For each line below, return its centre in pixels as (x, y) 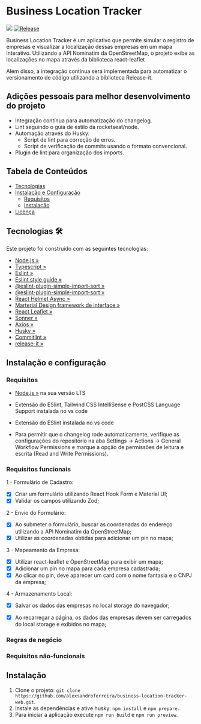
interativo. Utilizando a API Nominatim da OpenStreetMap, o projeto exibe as (100, 53)
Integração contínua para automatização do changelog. (83, 120)
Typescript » (30, 267)
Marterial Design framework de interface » (67, 305)
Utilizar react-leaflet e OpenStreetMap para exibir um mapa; (89, 561)
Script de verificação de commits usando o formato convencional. (105, 146)
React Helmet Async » (42, 299)
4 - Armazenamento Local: (39, 593)
